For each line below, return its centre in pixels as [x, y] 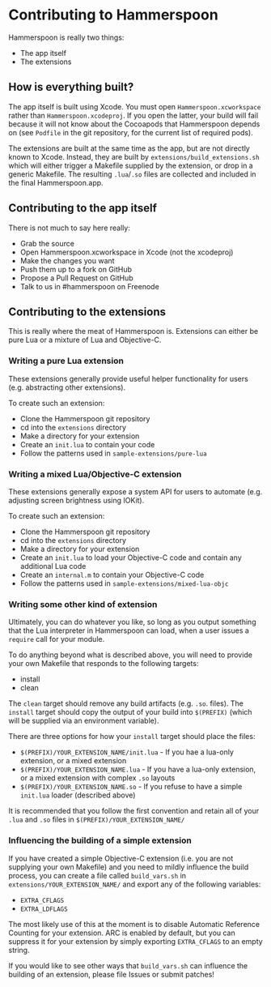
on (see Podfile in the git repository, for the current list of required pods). [131, 132]
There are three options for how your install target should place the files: [132, 737]
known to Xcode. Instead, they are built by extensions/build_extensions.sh [134, 156]
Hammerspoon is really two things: [66, 37]
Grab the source [47, 243]
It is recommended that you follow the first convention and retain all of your [134, 811]
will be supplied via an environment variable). [84, 721]
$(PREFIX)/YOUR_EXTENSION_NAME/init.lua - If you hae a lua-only [127, 752]
